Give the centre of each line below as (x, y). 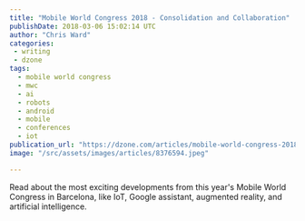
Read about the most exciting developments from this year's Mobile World (148, 186)
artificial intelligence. (49, 206)
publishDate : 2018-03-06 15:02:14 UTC (83, 26)
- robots (34, 102)
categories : (32, 43)
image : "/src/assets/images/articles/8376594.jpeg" (109, 153)
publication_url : (42, 145)
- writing (32, 52)
